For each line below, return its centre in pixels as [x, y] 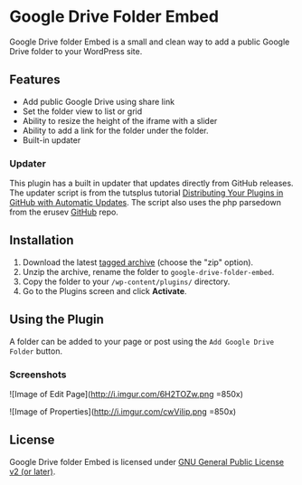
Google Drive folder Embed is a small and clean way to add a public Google [150, 42]
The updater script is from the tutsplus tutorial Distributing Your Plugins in [146, 193]
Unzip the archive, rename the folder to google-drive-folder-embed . [148, 271]
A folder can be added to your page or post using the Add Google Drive [142, 341]
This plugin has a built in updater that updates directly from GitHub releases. [151, 184]
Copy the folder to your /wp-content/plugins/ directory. [126, 281]
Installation [42, 240]
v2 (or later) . [33, 471]
